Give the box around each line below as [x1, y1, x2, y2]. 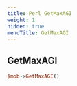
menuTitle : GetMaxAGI [7, 29, 69, 36]
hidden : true [7, 23, 45, 30]
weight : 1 [7, 17, 36, 23]
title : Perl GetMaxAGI [7, 10, 72, 17]
